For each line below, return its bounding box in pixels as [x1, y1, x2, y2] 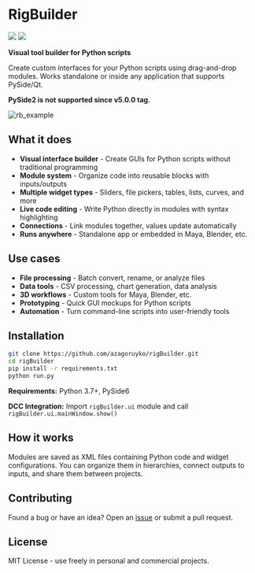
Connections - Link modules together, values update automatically [19, 220, 238, 230]
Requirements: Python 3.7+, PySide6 [8, 386, 130, 395]
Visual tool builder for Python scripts [8, 47, 131, 57]
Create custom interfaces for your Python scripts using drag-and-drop [8, 63, 237, 72]
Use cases [8, 252, 61, 265]
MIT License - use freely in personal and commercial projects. [8, 556, 210, 566]
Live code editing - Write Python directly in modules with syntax [19, 204, 229, 213]
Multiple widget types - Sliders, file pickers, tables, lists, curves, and [19, 187, 244, 197]
